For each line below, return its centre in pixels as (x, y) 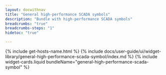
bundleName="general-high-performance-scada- (97, 62)
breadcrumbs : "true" (27, 24)
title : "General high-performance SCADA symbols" (58, 14)
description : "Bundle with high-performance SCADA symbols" (69, 19)
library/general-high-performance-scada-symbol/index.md (66, 57)
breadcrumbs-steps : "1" (30, 28)
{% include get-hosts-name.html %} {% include (54, 51)
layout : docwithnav (25, 10)
